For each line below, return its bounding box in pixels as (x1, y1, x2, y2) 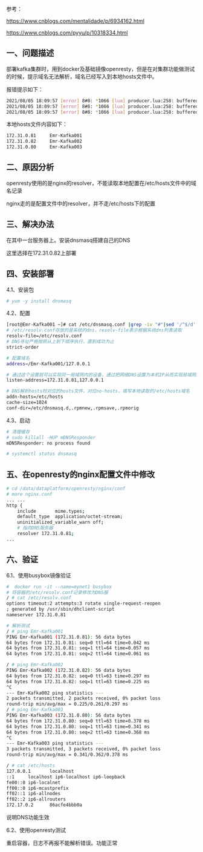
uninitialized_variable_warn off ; (17, 519, 104, 525)
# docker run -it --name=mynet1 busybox (6, 584, 112, 590)
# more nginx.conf (6, 491, 53, 497)
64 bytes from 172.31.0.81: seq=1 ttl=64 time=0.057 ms (6, 645, 150, 651)
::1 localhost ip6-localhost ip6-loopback (6, 773, 126, 780)
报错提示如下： (6, 85, 43, 93)
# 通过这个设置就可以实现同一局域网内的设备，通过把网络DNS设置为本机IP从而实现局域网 (6, 371, 196, 378)
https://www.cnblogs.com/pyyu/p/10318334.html (6, 29, 128, 36)
